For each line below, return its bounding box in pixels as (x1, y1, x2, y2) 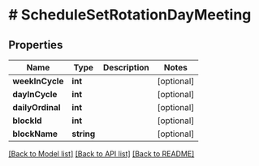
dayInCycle (12, 89, 58, 100)
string (71, 128, 96, 139)
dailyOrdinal (12, 102, 61, 113)
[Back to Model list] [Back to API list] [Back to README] (8, 149, 195, 159)
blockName (12, 128, 58, 139)
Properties (8, 38, 63, 52)
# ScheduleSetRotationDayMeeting (8, 6, 252, 24)
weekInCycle (12, 75, 64, 87)
